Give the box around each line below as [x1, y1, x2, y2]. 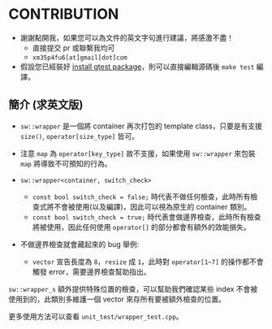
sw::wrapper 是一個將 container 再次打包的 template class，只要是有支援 [19, 121, 262, 131]
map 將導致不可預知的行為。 [19, 158, 112, 168]
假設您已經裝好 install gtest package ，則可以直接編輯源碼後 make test [19, 62, 255, 71]
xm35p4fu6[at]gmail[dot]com [32, 54, 127, 62]
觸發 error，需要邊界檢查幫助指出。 [32, 266, 151, 276]
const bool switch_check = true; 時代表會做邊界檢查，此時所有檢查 [32, 212, 261, 222]
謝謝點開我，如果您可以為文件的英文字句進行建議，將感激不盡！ [19, 32, 234, 42]
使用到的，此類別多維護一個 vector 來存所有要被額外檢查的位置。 [8, 294, 226, 304]
